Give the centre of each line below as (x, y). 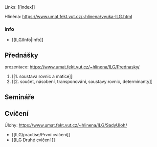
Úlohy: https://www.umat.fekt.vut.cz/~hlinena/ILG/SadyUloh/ (66, 125)
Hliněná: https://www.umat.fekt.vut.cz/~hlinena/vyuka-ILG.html (68, 16)
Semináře (20, 97)
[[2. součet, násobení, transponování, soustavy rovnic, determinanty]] (82, 82)
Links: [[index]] (20, 7)
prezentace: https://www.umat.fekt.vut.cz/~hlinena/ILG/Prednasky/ (72, 67)
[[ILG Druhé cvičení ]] (33, 140)
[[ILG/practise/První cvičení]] (41, 135)
